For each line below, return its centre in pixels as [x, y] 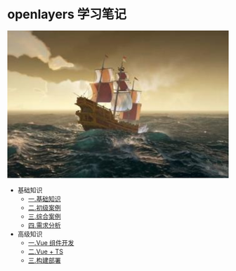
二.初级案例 [44, 207]
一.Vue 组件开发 [51, 242]
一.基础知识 [44, 199]
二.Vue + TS [45, 251]
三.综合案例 [44, 216]
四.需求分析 [44, 225]
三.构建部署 [44, 260]
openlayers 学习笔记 [67, 14]
